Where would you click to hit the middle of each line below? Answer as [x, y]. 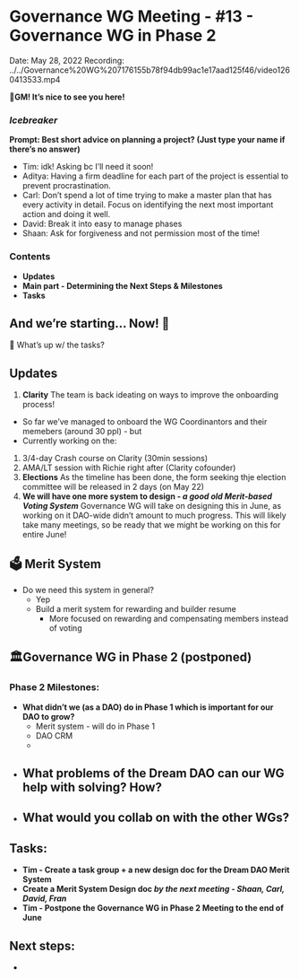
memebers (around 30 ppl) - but [82, 432]
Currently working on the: [69, 441]
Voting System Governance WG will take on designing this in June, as [152, 506]
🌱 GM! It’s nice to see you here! [67, 97]
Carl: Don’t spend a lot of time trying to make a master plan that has [147, 196]
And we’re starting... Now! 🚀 [90, 323]
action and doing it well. [66, 214]
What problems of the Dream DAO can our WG [153, 774]
